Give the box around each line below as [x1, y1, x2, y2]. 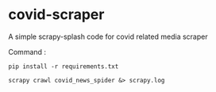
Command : [8, 47, 46, 56]
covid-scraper [8, 6, 105, 24]
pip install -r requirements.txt [8, 62, 119, 71]
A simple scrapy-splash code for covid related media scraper [8, 32, 208, 41]
